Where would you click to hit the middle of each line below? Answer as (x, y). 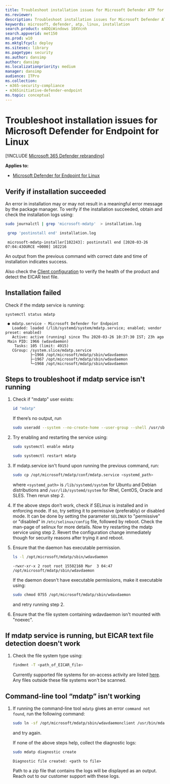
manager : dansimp (24, 72)
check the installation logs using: (39, 215)
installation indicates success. (36, 261)
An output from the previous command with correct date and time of (76, 256)
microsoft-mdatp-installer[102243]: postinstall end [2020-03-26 (78, 242)
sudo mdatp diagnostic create (45, 752)
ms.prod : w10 (19, 39)
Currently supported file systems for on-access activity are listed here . (86, 675)
